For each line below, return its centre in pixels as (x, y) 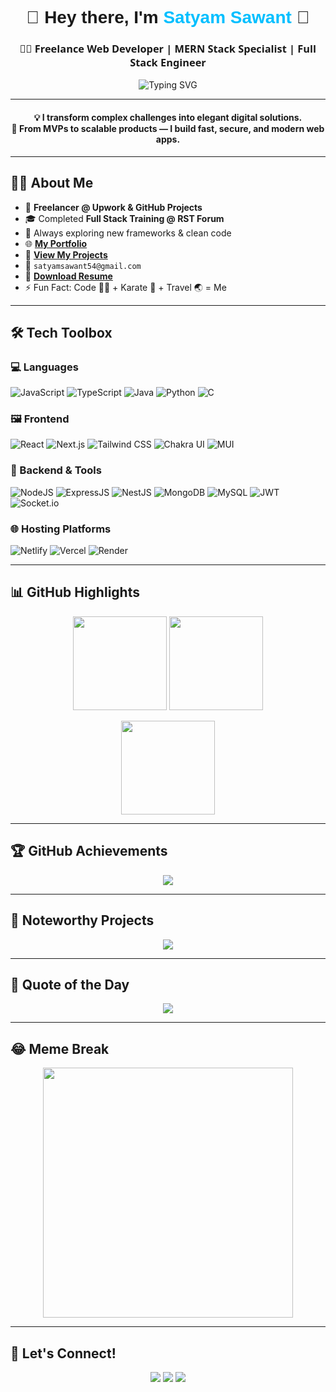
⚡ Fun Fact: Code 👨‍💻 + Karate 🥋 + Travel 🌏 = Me (125, 287)
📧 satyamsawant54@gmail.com (83, 265)
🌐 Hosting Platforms (61, 529)
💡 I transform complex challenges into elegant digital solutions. (168, 118)
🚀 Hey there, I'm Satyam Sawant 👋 (168, 17)
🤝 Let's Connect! (63, 1353)
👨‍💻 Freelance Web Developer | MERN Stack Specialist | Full (168, 49)
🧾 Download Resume (68, 276)
